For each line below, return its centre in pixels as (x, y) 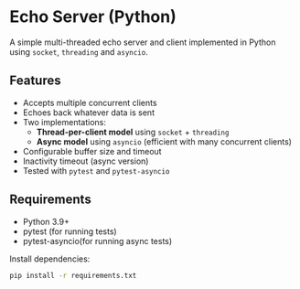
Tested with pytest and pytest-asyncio (96, 170)
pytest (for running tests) (70, 231)
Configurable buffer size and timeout (92, 151)
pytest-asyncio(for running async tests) (97, 241)
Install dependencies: (50, 259)
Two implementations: (64, 122)
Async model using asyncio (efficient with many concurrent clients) (164, 141)
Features (35, 81)
